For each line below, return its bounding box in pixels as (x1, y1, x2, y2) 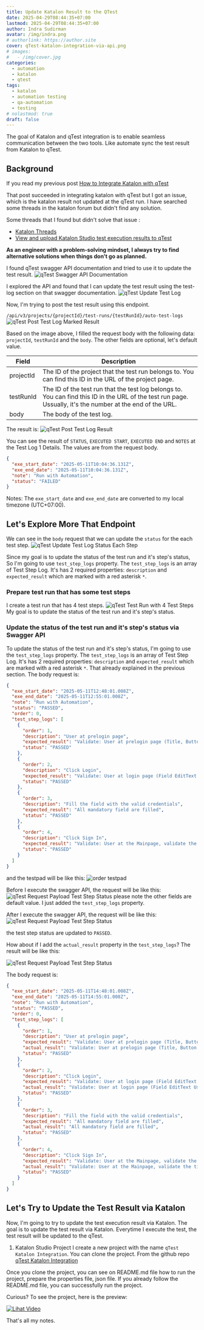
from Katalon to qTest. (6, 146, 62, 153)
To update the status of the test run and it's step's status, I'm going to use (6, 645, 191, 652)
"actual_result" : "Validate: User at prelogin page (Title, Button (22, 1045, 197, 1051)
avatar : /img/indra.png (6, 32, 67, 38)
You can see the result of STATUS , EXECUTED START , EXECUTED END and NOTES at (6, 437, 196, 445)
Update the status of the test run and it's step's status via (6, 623, 179, 632)
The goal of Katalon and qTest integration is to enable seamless (6, 133, 166, 140)
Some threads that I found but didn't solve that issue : (6, 216, 141, 224)
